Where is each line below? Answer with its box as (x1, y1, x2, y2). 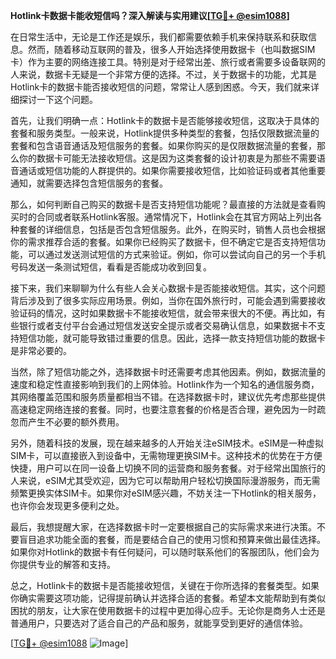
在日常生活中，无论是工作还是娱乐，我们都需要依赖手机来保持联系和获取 (10, 31, 308, 43)
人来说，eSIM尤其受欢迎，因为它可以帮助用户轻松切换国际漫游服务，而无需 (10, 475, 321, 486)
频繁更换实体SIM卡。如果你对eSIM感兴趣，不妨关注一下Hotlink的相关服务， (10, 487, 322, 499)
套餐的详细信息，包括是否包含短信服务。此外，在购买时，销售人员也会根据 (18, 224, 326, 235)
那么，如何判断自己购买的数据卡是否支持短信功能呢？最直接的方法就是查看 (10, 199, 317, 210)
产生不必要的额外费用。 (27, 416, 125, 428)
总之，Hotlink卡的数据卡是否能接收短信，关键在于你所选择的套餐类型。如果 (10, 580, 320, 591)
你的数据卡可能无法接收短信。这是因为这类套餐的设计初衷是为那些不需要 (18, 152, 317, 164)
